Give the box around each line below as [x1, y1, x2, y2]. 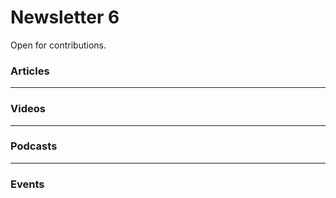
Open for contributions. [10, 39, 107, 51]
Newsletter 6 [10, 6, 120, 29]
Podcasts [10, 139, 58, 153]
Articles [10, 64, 50, 78]
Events [10, 177, 45, 191]
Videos [10, 102, 46, 116]
